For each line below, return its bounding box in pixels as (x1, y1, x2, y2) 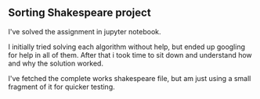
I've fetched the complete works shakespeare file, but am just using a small (8, 73, 251, 83)
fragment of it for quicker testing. (8, 82, 115, 91)
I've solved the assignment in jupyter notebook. (8, 27, 162, 36)
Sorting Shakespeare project (8, 6, 151, 19)
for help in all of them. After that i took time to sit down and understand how (8, 50, 252, 59)
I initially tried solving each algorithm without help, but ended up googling (8, 42, 245, 51)
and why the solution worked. (8, 58, 104, 68)
